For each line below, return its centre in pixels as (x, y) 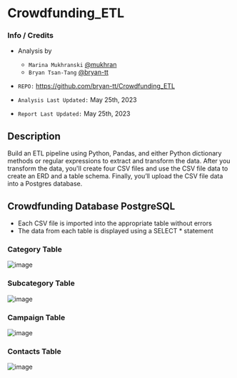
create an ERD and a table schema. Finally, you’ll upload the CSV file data (115, 176)
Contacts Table (35, 351)
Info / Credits (30, 36)
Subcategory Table (41, 283)
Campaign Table (36, 317)
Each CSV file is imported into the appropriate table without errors (115, 223)
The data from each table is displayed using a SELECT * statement (116, 231)
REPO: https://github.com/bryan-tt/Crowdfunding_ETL (96, 86)
